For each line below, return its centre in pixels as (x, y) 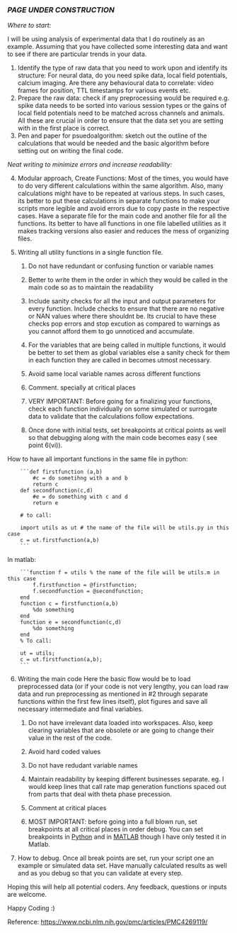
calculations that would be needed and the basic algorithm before (114, 143)
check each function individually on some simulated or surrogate (123, 409)
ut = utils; (37, 653)
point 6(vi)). (45, 446)
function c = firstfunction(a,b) (69, 604)
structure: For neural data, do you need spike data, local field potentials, (122, 75)
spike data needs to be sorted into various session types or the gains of (122, 106)
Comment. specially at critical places (82, 387)
